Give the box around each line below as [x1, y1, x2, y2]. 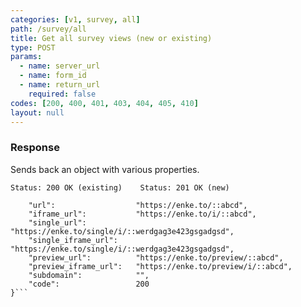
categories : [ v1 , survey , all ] [10, 14, 141, 25]
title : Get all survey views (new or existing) [10, 33, 213, 43]
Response [10, 141, 60, 155]
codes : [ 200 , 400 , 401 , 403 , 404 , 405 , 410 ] [10, 98, 199, 108]
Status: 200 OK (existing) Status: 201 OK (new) [10, 182, 230, 193]
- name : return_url [19, 80, 101, 90]
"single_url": [28, 217, 87, 228]
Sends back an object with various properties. [10, 163, 200, 175]
